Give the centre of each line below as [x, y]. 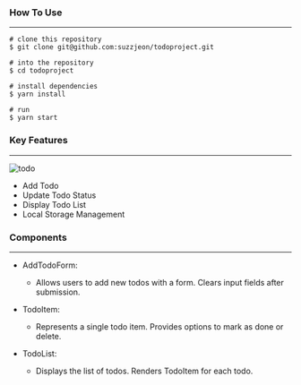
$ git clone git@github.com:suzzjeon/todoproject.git [112, 47]
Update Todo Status [59, 195]
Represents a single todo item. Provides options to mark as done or [159, 326]
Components [38, 237]
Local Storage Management [73, 214]
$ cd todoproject [42, 71]
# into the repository [52, 63]
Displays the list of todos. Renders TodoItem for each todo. [144, 371]
